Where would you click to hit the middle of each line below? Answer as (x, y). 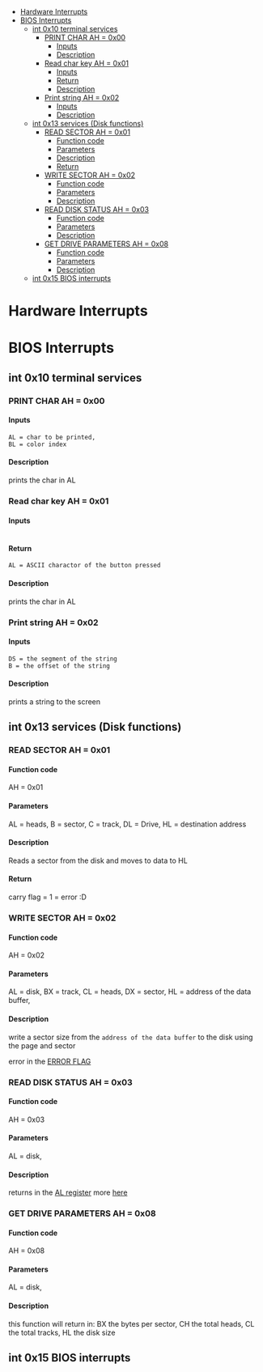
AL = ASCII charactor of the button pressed (85, 566)
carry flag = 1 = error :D (48, 897)
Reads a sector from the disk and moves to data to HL (98, 860)
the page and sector (42, 1045)
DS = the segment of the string (63, 659)
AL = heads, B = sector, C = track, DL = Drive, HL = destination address (127, 824)
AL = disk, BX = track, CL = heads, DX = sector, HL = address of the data (130, 992)
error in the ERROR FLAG (50, 1061)
